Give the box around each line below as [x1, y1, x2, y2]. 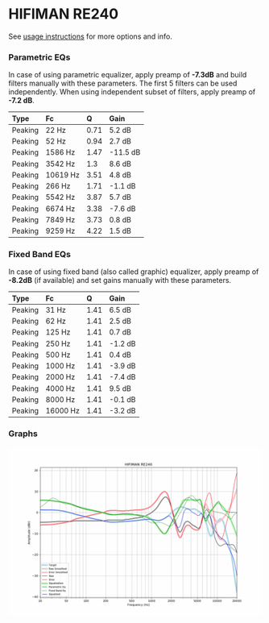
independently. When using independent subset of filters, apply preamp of [8, 87, 256, 97]
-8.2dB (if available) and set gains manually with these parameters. [8, 276, 232, 285]
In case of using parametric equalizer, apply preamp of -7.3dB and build [8, 70, 247, 80]
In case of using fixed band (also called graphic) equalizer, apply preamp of [8, 267, 259, 276]
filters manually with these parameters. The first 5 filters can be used [8, 78, 238, 89]
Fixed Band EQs [8, 248, 71, 260]
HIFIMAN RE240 [8, 5, 119, 23]
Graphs [8, 428, 38, 439]
